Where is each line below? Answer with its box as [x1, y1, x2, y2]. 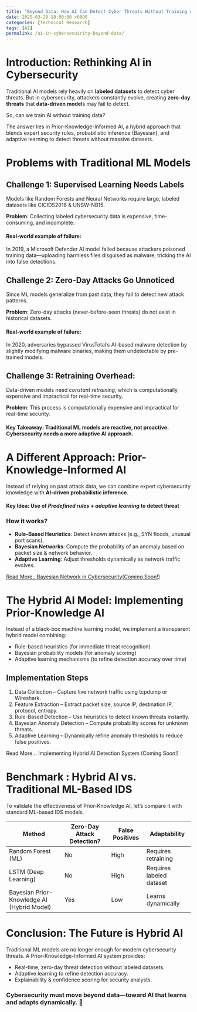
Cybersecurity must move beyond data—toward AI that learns [6, 991, 186, 999]
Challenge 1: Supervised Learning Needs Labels [6, 179, 185, 189]
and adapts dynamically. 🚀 [6, 998, 83, 1007]
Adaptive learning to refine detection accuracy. [14, 970, 128, 977]
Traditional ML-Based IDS [6, 783, 133, 796]
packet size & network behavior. [14, 549, 93, 556]
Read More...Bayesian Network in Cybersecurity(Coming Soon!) [6, 573, 160, 580]
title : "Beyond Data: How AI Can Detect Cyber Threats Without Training [6, 8, 188, 15]
